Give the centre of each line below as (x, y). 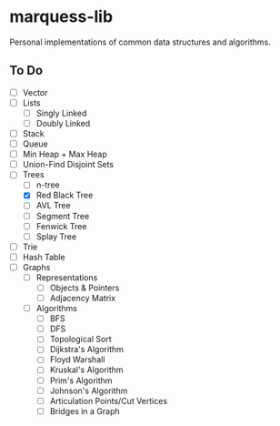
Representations (67, 277)
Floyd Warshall (77, 360)
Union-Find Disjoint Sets (68, 165)
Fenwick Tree (61, 226)
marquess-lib (61, 17)
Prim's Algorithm (81, 380)
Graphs (36, 267)
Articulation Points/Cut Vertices (109, 401)
